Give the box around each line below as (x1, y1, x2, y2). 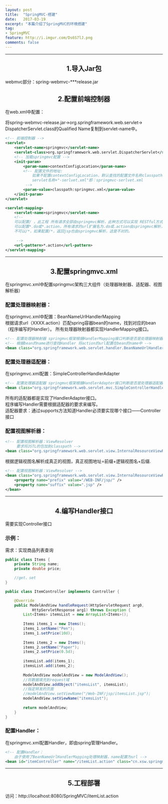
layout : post (5, 7, 32, 13)
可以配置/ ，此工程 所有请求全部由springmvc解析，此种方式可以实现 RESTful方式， (14, 219, 167, 224)
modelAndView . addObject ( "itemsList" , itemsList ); (23, 682, 128, 687)
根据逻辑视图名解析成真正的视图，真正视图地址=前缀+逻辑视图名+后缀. (5, 458, 151, 464)
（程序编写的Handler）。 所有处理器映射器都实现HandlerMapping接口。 (5, 326, 151, 332)
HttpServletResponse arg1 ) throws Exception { (31, 607, 131, 613)
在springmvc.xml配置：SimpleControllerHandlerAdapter (5, 371, 120, 377)
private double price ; (14, 567, 61, 572)
